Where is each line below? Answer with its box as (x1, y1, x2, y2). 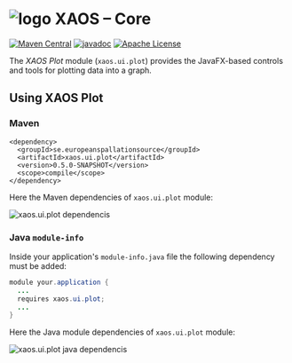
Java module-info (9, 231, 84, 243)
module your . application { (9, 278, 109, 287)
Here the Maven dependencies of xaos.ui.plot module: (9, 192, 214, 202)
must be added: (9, 260, 67, 271)
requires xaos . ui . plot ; (17, 294, 105, 304)
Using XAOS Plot (9, 91, 104, 106)
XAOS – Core (54, 9, 152, 29)
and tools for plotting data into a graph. (9, 65, 153, 75)
